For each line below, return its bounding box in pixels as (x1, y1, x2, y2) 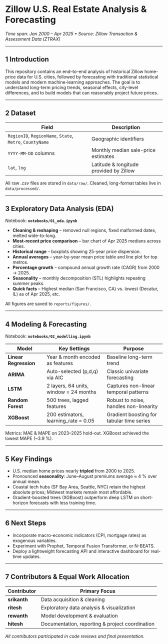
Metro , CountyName (7, 138, 49, 145)
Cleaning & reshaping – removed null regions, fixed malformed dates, (12, 227, 156, 233)
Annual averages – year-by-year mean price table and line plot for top (12, 254, 157, 260)
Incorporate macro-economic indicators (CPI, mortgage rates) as (12, 532, 146, 538)
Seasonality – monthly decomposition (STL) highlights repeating (12, 275, 146, 281)
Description (111, 123, 140, 130)
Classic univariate (106, 368, 148, 375)
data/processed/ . (5, 185, 40, 191)
